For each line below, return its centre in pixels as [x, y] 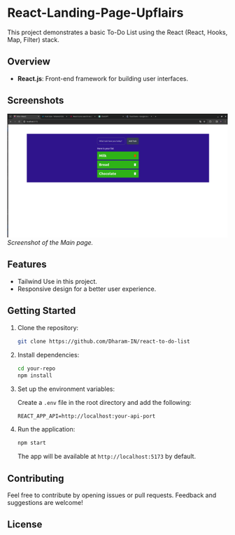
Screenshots [36, 100]
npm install [35, 376]
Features [27, 265]
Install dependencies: [48, 355]
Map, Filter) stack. [33, 39]
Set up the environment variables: [66, 389]
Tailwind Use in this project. [57, 281]
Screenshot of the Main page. [50, 243]
